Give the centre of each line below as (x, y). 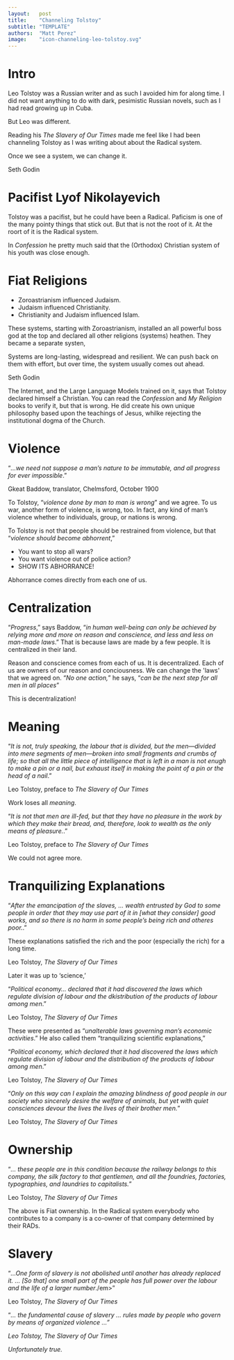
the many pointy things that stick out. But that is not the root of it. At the (110, 224)
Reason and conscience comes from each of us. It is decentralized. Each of (116, 663)
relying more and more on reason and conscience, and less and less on (111, 634)
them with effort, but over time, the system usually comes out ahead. (106, 364)
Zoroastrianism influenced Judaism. (69, 299)
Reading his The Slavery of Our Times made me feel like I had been (104, 135)
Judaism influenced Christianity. (64, 307)
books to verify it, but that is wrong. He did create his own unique (101, 405)
